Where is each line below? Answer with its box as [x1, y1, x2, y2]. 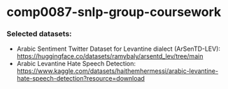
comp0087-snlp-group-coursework [6, 4, 222, 20]
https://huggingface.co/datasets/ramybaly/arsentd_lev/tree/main [16, 52, 204, 60]
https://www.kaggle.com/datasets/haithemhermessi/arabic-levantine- [16, 67, 218, 75]
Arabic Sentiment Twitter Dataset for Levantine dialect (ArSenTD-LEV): [16, 44, 221, 53]
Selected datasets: [6, 29, 72, 39]
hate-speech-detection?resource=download [16, 74, 145, 83]
